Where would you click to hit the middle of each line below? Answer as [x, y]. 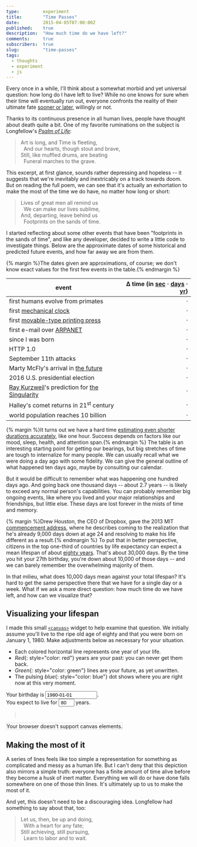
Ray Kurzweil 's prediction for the [54, 387]
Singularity [24, 395]
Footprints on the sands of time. [62, 222]
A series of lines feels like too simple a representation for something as [92, 759]
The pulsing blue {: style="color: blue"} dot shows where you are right [98, 677]
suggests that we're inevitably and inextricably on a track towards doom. [94, 179]
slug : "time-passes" [42, 50]
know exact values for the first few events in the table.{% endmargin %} [93, 270]
